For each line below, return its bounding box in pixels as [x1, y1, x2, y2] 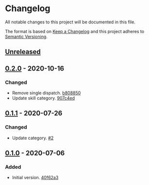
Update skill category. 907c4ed [12, 95, 75, 101]
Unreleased [5, 48, 41, 56]
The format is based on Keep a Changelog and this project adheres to [5, 28, 145, 34]
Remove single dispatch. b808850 [12, 90, 81, 96]
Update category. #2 [12, 135, 54, 141]
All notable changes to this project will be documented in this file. [5, 19, 136, 25]
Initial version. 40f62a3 [12, 175, 59, 181]
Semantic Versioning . [5, 34, 48, 39]
